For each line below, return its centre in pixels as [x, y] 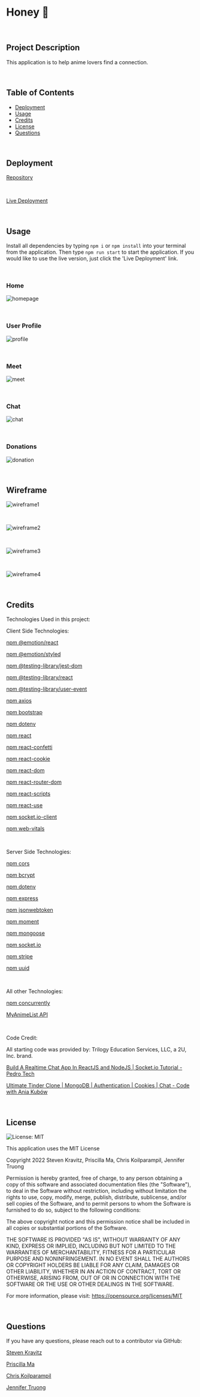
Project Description [43, 48]
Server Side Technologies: [39, 852]
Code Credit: [22, 1038]
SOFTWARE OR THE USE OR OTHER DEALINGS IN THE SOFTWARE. [90, 1284]
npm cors [18, 864]
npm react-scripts [28, 794]
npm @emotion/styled [34, 654]
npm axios [19, 701]
